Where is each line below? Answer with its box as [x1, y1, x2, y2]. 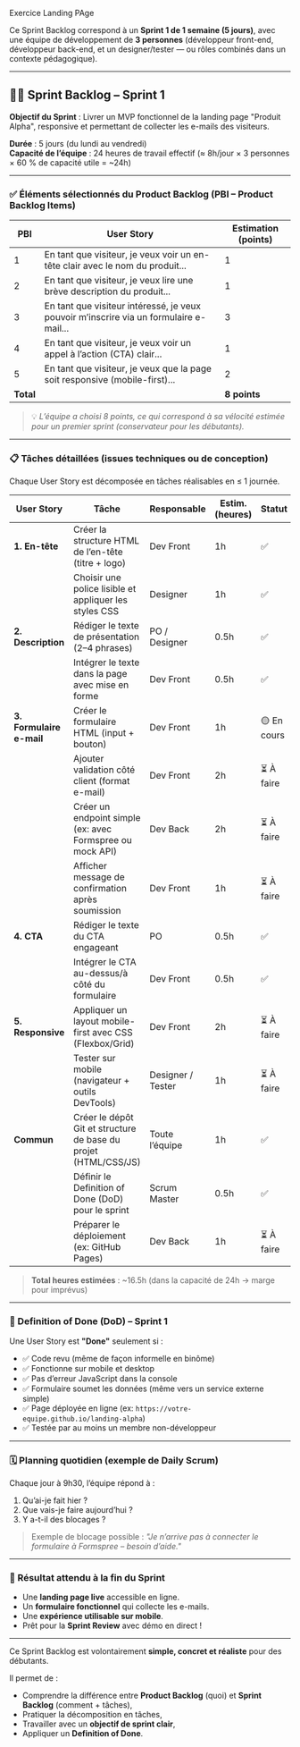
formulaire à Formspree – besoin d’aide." [30, 1541, 181, 1551]
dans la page [72, 668, 128, 680]
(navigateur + [72, 1075, 130, 1087]
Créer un [72, 800, 111, 813]
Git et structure [72, 1122, 137, 1135]
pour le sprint [72, 1204, 129, 1217]
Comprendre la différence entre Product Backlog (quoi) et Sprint [21, 1690, 262, 1701]
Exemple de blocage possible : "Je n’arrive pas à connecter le [30, 1532, 259, 1541]
